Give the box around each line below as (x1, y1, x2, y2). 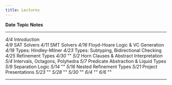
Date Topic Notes (5, 22, 44, 28)
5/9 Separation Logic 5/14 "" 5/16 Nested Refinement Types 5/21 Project (5, 63, 158, 70)
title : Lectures (5, 7, 40, 13)
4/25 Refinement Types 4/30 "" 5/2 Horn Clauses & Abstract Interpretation (5, 52, 163, 59)
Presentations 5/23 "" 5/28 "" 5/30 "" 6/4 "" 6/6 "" (5, 69, 112, 75)
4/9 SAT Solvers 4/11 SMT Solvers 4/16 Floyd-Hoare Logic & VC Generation (5, 41, 164, 48)
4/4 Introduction (5, 36, 40, 42)
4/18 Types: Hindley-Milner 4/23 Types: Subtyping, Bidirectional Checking (5, 47, 162, 53)
